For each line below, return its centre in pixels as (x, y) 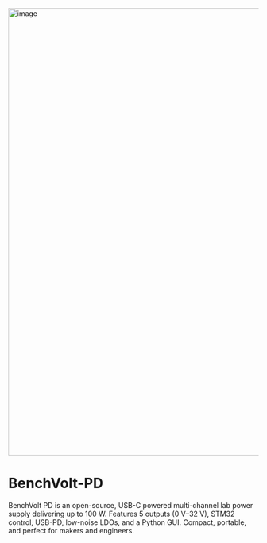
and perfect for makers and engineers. (72, 530)
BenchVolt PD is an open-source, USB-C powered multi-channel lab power (131, 505)
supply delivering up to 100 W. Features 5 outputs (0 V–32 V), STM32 (122, 514)
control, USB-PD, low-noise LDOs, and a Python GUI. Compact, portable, (128, 522)
